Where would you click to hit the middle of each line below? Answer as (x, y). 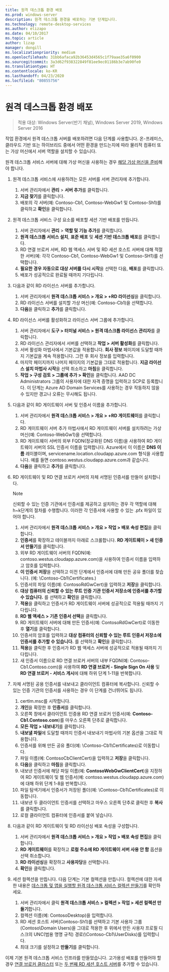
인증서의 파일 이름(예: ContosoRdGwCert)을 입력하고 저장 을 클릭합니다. (91, 584)
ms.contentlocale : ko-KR (31, 71)
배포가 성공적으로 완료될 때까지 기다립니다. (62, 275)
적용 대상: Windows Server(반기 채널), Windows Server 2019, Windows (90, 122)
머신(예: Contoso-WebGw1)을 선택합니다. (61, 435)
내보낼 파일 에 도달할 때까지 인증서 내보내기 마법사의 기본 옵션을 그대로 (89, 733)
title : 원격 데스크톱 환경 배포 (34, 10)
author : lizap (20, 43)
